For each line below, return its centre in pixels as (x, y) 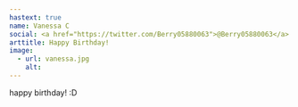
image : (21, 51)
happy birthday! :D (43, 92)
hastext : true (36, 17)
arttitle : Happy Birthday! (59, 42)
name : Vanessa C (39, 26)
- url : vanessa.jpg (54, 59)
